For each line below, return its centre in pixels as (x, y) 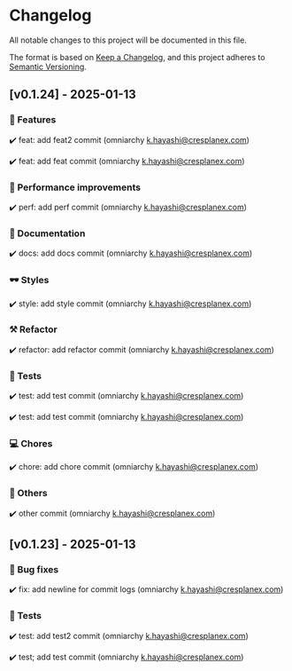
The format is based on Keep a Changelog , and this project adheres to (137, 57)
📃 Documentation (47, 233)
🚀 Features (33, 120)
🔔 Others (29, 493)
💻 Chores (31, 444)
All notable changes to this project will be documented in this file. (128, 40)
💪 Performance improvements (75, 187)
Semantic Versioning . (48, 67)
